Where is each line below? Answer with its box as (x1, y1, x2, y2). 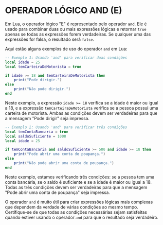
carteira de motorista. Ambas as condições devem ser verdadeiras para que (5, 110, 158, 116)
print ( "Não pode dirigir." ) (14, 87, 71, 92)
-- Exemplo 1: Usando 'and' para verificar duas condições (5, 55, 127, 60)
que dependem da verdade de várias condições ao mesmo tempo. (5, 204, 139, 210)
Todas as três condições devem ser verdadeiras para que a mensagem (5, 184, 147, 190)
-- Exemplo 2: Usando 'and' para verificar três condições (5, 124, 127, 130)
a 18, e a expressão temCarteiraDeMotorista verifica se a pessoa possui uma (5, 105, 159, 111)
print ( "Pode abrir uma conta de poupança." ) (14, 152, 106, 156)
